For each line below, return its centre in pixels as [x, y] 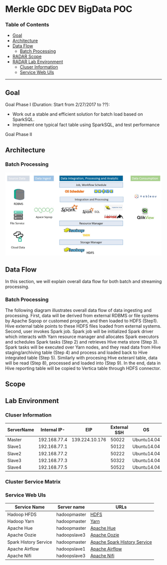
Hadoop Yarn [21, 521]
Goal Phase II [19, 135]
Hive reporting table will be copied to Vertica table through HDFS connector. [83, 368]
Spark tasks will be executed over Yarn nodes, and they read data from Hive [83, 347]
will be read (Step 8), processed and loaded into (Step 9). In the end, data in [83, 363]
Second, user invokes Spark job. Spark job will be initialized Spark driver [79, 332]
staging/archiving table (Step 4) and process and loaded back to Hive [76, 353]
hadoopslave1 [71, 549]
